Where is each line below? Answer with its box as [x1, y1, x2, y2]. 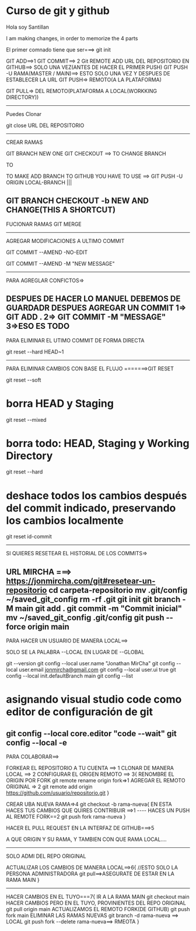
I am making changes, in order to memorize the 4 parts [6, 35, 138, 42]
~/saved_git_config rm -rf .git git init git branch [6, 594, 181, 604]
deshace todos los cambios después [6, 489, 187, 502]
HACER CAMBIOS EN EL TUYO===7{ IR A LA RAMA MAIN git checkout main [6, 894, 190, 901]
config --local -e [6, 737, 67, 747]
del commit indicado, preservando [6, 501, 176, 514]
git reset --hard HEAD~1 [6, 348, 64, 355]
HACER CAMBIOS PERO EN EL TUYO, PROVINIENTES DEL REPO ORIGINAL [6, 899, 187, 906]
